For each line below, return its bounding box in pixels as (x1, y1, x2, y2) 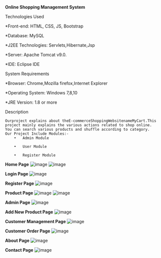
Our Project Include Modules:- (5, 131, 69, 136)
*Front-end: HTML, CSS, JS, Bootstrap (5, 23, 84, 29)
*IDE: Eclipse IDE (5, 61, 40, 67)
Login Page (5, 171, 28, 176)
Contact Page (5, 247, 33, 253)
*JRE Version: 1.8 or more (5, 99, 57, 105)
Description (5, 109, 28, 115)
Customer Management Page (5, 219, 66, 224)
